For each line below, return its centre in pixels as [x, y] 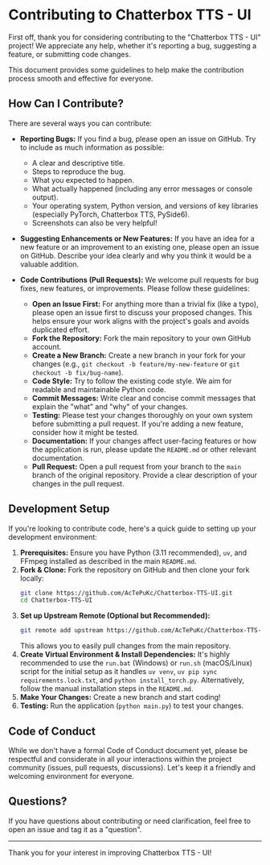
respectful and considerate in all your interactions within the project [120, 759]
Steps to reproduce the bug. [79, 172]
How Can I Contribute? [66, 103]
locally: [32, 578]
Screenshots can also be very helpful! [95, 222]
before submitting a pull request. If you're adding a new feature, [137, 424]
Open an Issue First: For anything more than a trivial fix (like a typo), [145, 304]
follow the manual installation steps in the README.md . [106, 689]
